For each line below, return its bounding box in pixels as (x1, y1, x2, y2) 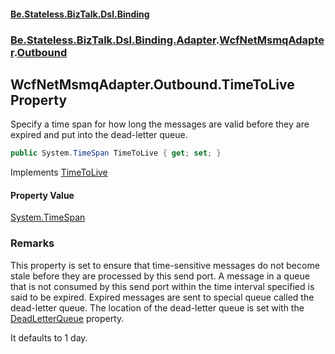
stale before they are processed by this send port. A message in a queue (10, 270, 310, 282)
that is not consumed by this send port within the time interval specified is (10, 280, 315, 292)
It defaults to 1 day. (10, 331, 88, 344)
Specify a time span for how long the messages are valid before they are (10, 118, 310, 130)
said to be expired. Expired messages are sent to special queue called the (10, 291, 315, 303)
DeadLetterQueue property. (10, 312, 125, 324)
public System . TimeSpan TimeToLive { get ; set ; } (10, 148, 222, 159)
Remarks (10, 236, 55, 250)
